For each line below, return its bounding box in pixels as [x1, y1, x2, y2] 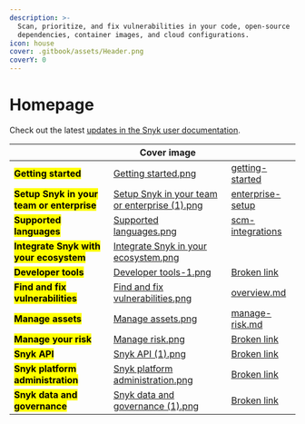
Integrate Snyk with [14, 240, 102, 252]
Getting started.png [113, 167, 197, 180]
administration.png [113, 373, 193, 386]
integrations [231, 224, 282, 237]
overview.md [231, 286, 287, 299]
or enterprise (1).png [113, 199, 203, 212]
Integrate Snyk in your [113, 240, 207, 252]
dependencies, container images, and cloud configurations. [17, 30, 250, 39]
